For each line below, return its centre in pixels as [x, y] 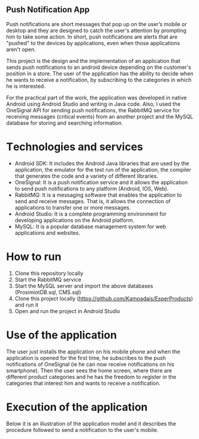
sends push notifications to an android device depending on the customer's [99, 67]
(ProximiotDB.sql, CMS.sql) [48, 292]
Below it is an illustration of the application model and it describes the [91, 424]
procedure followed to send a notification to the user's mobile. [82, 429]
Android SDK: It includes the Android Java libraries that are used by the [102, 163]
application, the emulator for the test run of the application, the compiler [103, 169]
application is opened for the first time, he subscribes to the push [86, 358]
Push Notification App [48, 10]
